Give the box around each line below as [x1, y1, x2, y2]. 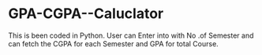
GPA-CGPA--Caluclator [8, 5, 164, 23]
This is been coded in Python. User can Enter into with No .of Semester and [8, 31, 254, 40]
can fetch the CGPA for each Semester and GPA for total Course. [8, 38, 219, 48]
